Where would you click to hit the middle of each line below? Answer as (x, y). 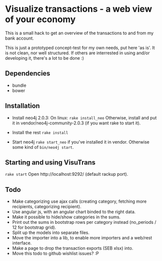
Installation (22, 106)
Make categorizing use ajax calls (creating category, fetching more (79, 201)
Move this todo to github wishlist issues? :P (55, 254)
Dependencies (28, 74)
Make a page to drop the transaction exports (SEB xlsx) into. (72, 248)
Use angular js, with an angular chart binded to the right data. (74, 212)
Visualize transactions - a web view (79, 9)
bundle (19, 85)
